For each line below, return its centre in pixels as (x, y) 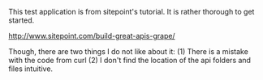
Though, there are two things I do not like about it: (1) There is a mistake (129, 51)
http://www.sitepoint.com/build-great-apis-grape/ (92, 36)
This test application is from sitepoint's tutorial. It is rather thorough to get (131, 12)
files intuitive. (31, 69)
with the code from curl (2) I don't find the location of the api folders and (130, 60)
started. (22, 20)
